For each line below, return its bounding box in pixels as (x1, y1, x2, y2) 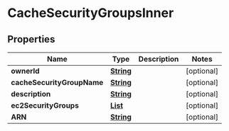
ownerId (11, 66, 41, 76)
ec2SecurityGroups (11, 101, 80, 110)
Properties (7, 33, 55, 45)
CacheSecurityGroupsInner (7, 5, 174, 21)
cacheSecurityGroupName (11, 78, 104, 87)
